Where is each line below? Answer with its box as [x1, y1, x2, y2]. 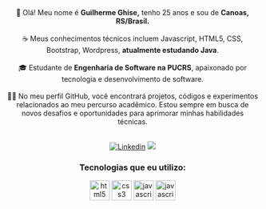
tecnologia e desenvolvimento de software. [62, 74, 204, 83]
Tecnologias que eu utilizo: [79, 162, 186, 173]
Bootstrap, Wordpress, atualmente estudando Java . [46, 46, 220, 54]
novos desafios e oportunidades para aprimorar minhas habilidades [21, 108, 244, 118]
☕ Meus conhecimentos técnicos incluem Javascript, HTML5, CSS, [22, 34, 244, 43]
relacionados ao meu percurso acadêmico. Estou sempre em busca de [16, 100, 249, 109]
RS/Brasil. [115, 16, 150, 26]
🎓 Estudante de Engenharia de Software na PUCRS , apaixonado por [18, 63, 248, 72]
